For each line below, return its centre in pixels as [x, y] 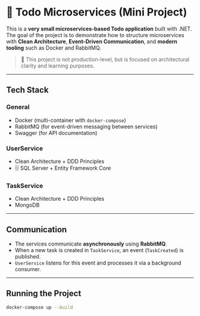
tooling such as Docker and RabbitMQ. [54, 48]
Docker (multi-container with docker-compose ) [70, 120]
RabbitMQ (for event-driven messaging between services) [86, 126]
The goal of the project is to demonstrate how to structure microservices [95, 35]
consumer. [28, 269]
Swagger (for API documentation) [56, 133]
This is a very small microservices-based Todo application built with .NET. [99, 29]
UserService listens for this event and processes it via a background [98, 263]
